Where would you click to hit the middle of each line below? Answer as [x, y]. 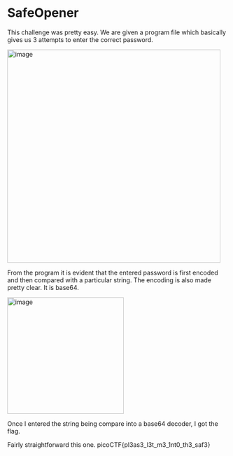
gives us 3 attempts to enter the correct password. [80, 39]
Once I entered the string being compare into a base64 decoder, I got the [113, 423]
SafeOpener [43, 13]
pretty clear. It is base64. [43, 287]
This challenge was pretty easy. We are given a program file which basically [116, 32]
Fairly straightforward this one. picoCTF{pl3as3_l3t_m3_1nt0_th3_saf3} [109, 444]
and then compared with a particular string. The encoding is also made [110, 280]
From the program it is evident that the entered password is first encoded [113, 272]
